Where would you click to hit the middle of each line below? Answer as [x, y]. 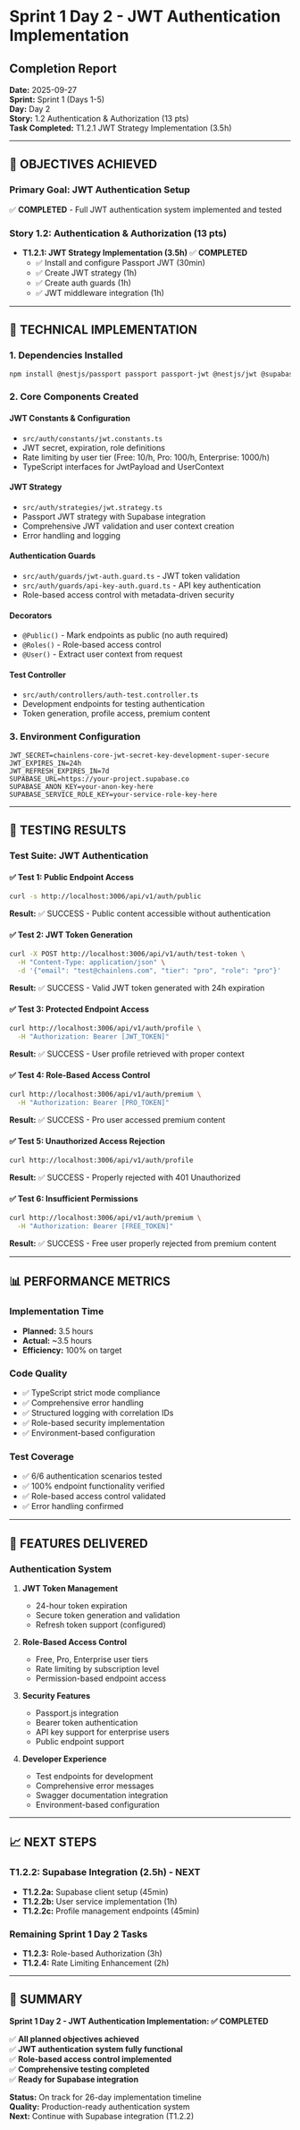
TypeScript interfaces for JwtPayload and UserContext [123, 466]
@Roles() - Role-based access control [92, 645]
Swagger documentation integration [102, 1795]
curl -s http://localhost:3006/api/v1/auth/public [105, 896]
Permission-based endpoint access [101, 1678]
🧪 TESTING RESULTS [68, 831]
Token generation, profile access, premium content [116, 714]
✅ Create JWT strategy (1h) [86, 272]
